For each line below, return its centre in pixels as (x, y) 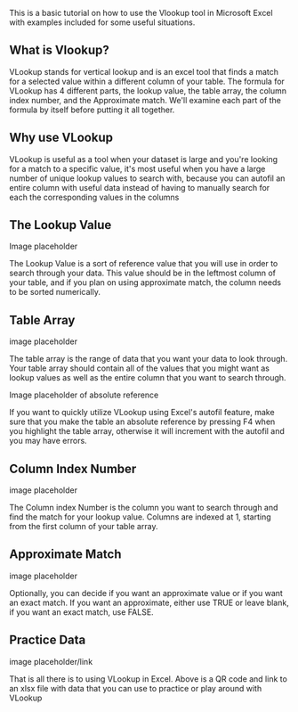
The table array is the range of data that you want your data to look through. (149, 359)
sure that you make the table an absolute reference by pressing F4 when (142, 421)
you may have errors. (48, 441)
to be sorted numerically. (55, 292)
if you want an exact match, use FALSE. (81, 612)
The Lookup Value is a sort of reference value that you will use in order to (144, 264)
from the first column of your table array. (84, 527)
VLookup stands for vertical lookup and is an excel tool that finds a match (144, 71)
